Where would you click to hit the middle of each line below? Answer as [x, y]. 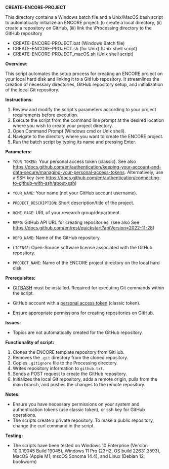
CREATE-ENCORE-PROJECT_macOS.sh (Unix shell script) [73, 54]
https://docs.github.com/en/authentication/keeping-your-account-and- [87, 167]
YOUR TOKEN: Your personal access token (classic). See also [74, 161]
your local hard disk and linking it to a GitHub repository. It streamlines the [82, 79]
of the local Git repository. [32, 90]
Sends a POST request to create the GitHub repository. [70, 374]
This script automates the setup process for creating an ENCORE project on [84, 74]
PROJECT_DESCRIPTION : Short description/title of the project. [73, 203]
